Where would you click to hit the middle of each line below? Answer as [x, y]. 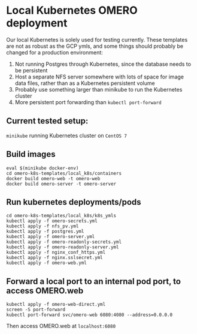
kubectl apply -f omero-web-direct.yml [56, 305]
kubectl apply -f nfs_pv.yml [43, 226]
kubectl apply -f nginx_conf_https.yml [56, 253]
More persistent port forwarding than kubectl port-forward [88, 102]
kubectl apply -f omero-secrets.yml [52, 221]
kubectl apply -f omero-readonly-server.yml [63, 247]
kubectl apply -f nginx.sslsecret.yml [54, 258]
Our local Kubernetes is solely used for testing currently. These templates [97, 40]
